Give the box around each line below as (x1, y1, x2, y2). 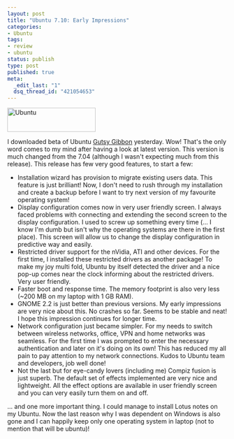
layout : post (7, 10, 45, 17)
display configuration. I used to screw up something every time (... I (17, 218, 212, 226)
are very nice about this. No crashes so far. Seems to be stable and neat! (17, 307, 227, 315)
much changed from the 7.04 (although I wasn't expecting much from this (7, 152, 219, 161)
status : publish (7, 56, 54, 63)
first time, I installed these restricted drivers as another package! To (17, 255, 213, 264)
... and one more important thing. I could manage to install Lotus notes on (7, 403, 218, 411)
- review (7, 43, 33, 50)
